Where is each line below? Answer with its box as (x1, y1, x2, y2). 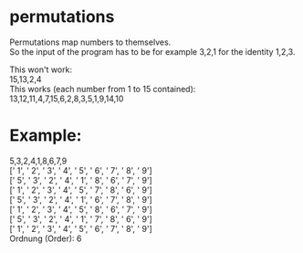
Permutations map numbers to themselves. (9, 37, 172, 47)
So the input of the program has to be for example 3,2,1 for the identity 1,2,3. (9, 46, 296, 57)
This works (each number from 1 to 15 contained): (9, 83, 196, 94)
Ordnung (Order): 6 (9, 233, 82, 244)
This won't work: (9, 64, 73, 75)
